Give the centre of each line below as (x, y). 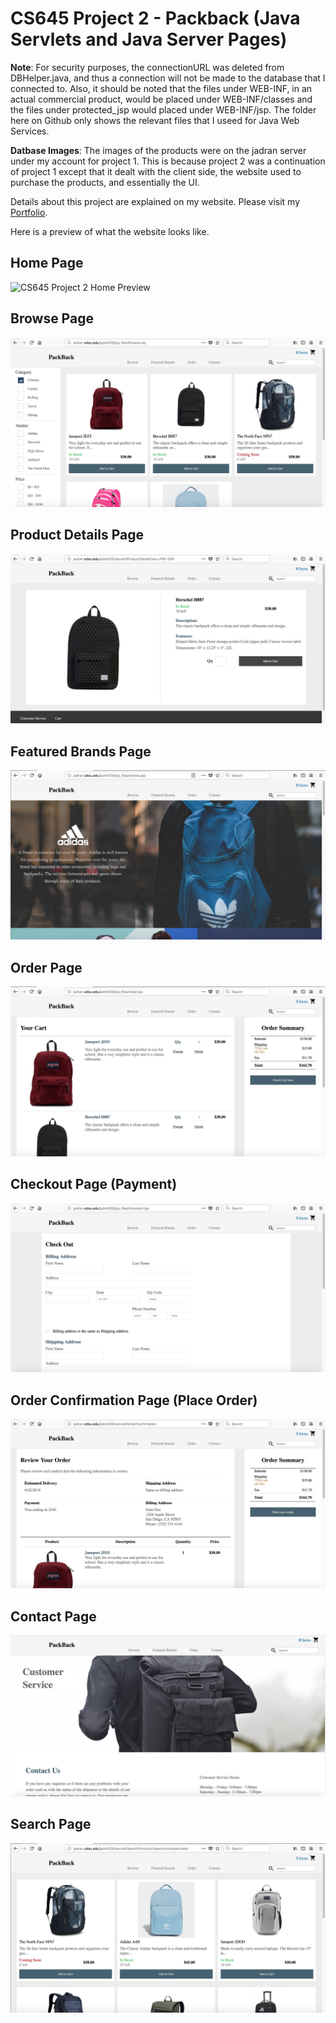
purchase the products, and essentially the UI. (105, 182)
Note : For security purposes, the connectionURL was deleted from (147, 67)
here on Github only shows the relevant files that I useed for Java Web (155, 120)
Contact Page (53, 1616)
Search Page (51, 1824)
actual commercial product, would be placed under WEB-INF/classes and (161, 99)
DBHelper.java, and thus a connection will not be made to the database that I (168, 78)
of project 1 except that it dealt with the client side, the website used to (156, 171)
